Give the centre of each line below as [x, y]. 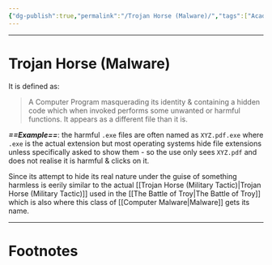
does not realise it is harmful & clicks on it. [79, 160]
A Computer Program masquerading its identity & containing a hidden [144, 101]
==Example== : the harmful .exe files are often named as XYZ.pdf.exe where [136, 135]
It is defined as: [34, 86]
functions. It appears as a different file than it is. [108, 119]
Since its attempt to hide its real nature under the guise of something [123, 176]
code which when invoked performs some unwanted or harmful [134, 110]
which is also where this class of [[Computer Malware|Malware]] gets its [129, 202]
